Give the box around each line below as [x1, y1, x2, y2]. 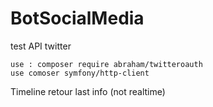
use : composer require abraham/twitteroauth [10, 59, 203, 69]
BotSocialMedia [10, 7, 145, 30]
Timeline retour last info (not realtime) [10, 85, 166, 97]
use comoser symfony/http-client [10, 68, 150, 78]
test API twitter [10, 40, 72, 52]
